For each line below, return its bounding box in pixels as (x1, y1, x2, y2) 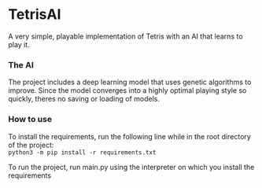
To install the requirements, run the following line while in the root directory (8, 131, 252, 141)
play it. (8, 39, 30, 49)
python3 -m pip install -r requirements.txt (8, 148, 157, 157)
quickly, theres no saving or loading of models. (8, 94, 160, 104)
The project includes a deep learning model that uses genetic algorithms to (8, 77, 252, 87)
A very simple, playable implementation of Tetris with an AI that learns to (8, 31, 243, 41)
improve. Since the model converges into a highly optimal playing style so (8, 86, 247, 95)
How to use (8, 114, 53, 125)
